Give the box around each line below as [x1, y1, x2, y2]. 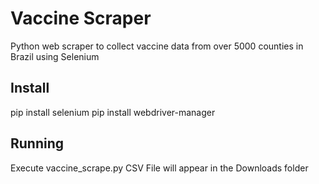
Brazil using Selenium [10, 50, 100, 62]
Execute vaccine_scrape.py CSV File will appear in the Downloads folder [10, 162, 309, 174]
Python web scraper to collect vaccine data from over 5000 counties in [10, 40, 304, 52]
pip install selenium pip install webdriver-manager [10, 106, 216, 118]
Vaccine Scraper [10, 7, 152, 30]
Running [10, 135, 65, 152]
